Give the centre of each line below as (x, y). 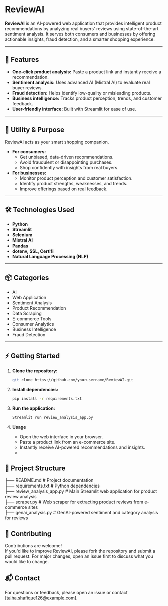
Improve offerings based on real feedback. (64, 189)
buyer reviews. (28, 88)
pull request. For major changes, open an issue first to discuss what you (79, 556)
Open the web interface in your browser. (61, 437)
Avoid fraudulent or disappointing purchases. (66, 162)
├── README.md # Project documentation (49, 480)
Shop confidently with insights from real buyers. (69, 167)
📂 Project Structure (35, 469)
